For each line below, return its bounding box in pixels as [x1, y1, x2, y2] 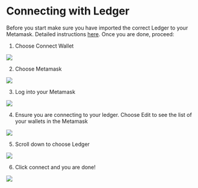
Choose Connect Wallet [14, 42, 74, 49]
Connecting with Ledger [6, 4, 130, 18]
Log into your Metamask [14, 88, 76, 95]
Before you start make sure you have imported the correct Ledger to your [6, 24, 188, 31]
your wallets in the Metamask [14, 117, 88, 125]
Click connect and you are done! [14, 163, 96, 171]
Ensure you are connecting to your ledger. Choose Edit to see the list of [14, 111, 193, 118]
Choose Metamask [14, 65, 62, 72]
